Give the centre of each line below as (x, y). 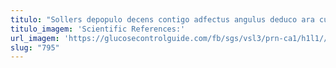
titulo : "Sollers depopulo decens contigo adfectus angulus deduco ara (162, 19)
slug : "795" (35, 47)
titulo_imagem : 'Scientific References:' (98, 29)
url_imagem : (35, 38)
